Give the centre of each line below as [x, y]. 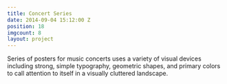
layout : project [30, 39]
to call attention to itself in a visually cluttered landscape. [88, 74]
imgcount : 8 [24, 33]
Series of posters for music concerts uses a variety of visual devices [104, 59]
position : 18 [26, 26]
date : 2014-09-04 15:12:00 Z [49, 20]
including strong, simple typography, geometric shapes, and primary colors [114, 66]
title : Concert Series [40, 13]
